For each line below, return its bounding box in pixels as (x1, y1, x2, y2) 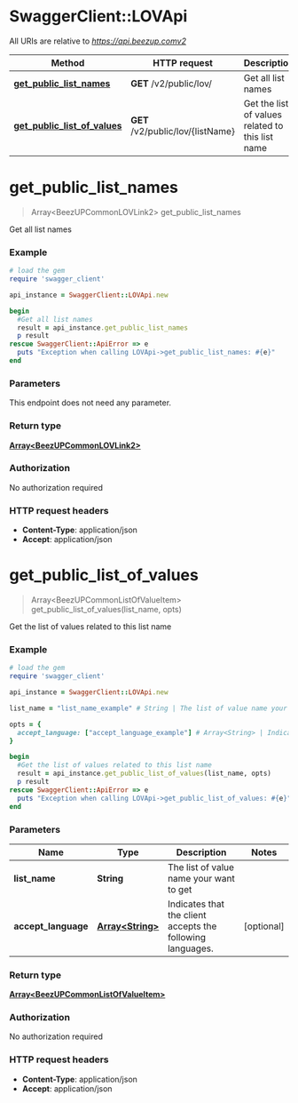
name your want (167, 872, 235, 884)
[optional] (243, 920, 285, 932)
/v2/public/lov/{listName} (129, 124, 235, 137)
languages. (167, 942, 215, 955)
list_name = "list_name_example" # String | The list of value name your (9, 704, 288, 713)
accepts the (167, 920, 217, 932)
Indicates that (167, 898, 224, 910)
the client (167, 908, 207, 921)
